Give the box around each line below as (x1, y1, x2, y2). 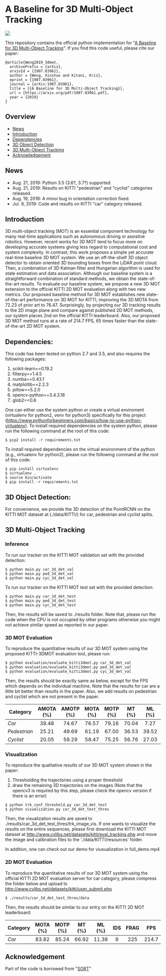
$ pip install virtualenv (5, 467, 58, 472)
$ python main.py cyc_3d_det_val (5, 575, 74, 580)
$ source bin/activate (5, 475, 52, 480)
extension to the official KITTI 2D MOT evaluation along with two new (5, 286, 146, 292)
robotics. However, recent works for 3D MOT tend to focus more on (5, 239, 143, 245)
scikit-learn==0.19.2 (12, 366, 53, 372)
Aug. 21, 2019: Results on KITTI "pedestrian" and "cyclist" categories (12, 185, 153, 191)
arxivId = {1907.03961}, (9, 69, 61, 73)
